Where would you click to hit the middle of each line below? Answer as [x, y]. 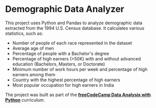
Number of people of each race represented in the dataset [72, 43]
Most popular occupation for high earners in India [63, 85]
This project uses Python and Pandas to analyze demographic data [74, 23]
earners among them [34, 74]
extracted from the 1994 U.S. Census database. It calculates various [75, 28]
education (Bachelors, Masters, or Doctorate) [59, 64]
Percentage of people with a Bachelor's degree [61, 54]
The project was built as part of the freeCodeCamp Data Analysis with [78, 95]
